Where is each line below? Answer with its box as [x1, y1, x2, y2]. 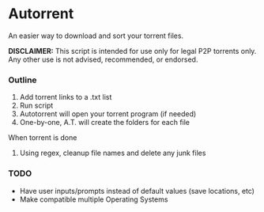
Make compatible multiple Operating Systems [19, 195, 168, 204]
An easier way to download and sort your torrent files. [8, 31, 184, 40]
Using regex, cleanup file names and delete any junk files [19, 148, 206, 158]
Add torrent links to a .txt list [19, 93, 112, 102]
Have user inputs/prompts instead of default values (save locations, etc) [19, 186, 255, 195]
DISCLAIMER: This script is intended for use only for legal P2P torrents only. [8, 46, 257, 55]
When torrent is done [8, 133, 77, 142]
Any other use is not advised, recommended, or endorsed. [8, 55, 198, 64]
